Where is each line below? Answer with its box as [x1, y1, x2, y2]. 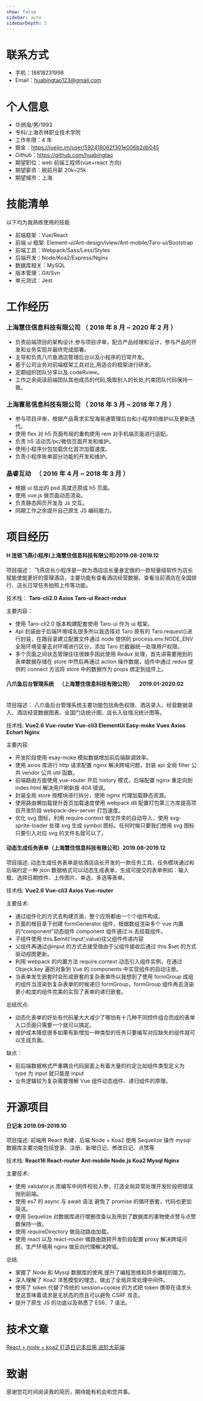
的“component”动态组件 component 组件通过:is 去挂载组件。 [14, 928, 166, 935]
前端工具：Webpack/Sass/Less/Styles [14, 247, 111, 254]
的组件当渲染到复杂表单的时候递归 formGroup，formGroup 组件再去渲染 [14, 980, 195, 988]
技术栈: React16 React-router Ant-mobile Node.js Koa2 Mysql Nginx [6, 1157, 179, 1164]
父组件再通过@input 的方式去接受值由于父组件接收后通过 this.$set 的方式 [14, 943, 197, 950]
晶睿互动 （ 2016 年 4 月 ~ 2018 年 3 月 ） [6, 469, 129, 477]
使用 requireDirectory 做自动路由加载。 [14, 1228, 112, 1235]
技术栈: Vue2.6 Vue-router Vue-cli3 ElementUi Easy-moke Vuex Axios [6, 722, 186, 729]
